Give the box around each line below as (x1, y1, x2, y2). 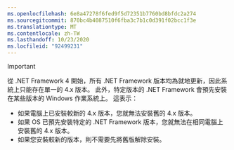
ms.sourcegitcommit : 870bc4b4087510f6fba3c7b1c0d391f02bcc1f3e (7, 17, 197, 24)
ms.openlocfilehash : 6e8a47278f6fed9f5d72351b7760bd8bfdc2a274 (7, 10, 197, 18)
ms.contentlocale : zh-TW (7, 29, 80, 37)
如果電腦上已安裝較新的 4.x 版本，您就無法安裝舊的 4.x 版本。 (17, 109, 197, 117)
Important (7, 62, 36, 70)
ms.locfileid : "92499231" (7, 43, 83, 50)
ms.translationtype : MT (7, 23, 77, 30)
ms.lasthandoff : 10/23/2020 (7, 36, 90, 43)
